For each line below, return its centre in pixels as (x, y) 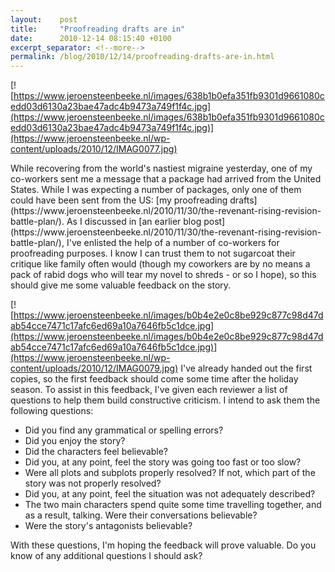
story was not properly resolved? (93, 483)
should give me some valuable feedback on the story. (121, 285)
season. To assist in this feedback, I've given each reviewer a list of (149, 390)
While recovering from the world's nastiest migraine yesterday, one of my (161, 168)
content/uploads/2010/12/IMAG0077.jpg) (94, 149)
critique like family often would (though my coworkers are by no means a (160, 264)
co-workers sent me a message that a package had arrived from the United (166, 179)
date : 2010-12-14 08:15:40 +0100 (91, 38)
